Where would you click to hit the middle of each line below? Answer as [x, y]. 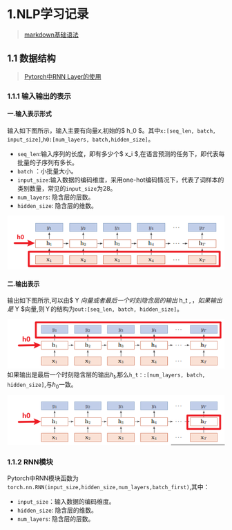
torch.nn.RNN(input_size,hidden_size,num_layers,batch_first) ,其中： [108, 487]
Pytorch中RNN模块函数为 [43, 478]
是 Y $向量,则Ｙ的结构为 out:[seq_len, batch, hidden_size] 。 [95, 309]
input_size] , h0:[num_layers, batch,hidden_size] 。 [81, 139]
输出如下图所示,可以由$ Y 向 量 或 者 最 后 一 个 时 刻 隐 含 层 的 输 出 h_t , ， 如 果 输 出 [115, 301]
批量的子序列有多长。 [47, 162]
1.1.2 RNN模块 [30, 462]
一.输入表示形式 [29, 114]
